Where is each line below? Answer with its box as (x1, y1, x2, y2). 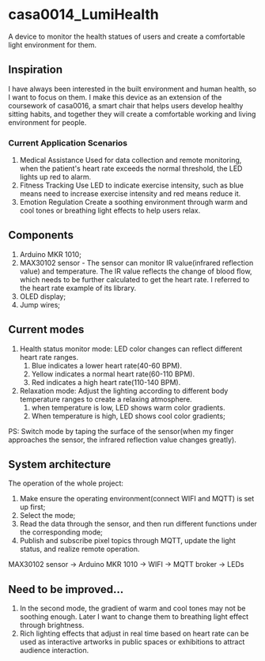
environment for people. (8, 117, 87, 127)
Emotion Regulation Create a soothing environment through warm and (19, 198, 248, 207)
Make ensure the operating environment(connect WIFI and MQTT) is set (19, 494, 255, 504)
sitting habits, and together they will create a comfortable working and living (8, 109, 256, 119)
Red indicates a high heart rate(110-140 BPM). (31, 377, 181, 387)
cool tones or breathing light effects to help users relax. (19, 206, 201, 215)
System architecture (8, 458, 112, 471)
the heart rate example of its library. (19, 283, 137, 293)
